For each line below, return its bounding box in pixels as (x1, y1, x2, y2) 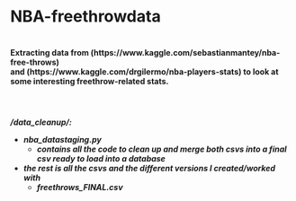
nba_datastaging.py (22, 134, 102, 144)
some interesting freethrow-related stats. (10, 76, 169, 87)
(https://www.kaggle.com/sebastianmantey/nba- (90, 48, 281, 58)
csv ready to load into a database (36, 153, 166, 163)
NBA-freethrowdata (10, 6, 161, 27)
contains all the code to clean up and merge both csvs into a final (36, 144, 287, 154)
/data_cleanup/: (10, 117, 73, 127)
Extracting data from (10, 48, 89, 58)
